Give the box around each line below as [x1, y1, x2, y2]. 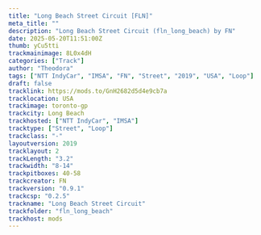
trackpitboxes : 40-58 [8, 170, 81, 178]
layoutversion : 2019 [8, 139, 78, 148]
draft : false [8, 79, 52, 87]
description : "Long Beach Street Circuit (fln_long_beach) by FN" [8, 27, 236, 35]
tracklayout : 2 [8, 147, 60, 155]
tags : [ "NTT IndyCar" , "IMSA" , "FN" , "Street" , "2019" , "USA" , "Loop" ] [8, 72, 255, 80]
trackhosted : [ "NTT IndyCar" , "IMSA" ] [8, 117, 139, 125]
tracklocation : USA [8, 94, 74, 103]
